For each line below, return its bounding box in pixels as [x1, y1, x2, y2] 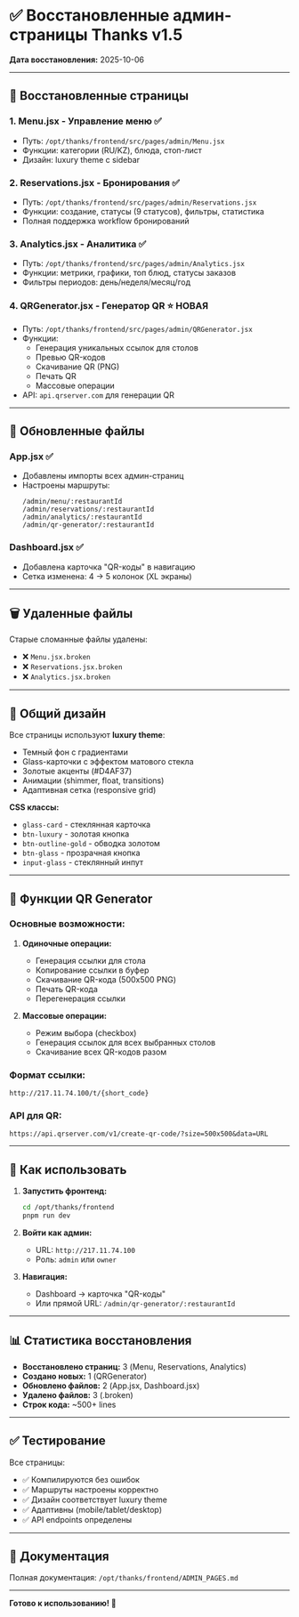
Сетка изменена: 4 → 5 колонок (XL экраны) [21, 570, 193, 581]
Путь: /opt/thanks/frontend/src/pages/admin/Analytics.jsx [21, 258, 245, 269]
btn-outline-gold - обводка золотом [21, 838, 160, 849]
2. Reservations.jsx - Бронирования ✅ [9, 176, 181, 189]
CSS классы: [9, 802, 60, 813]
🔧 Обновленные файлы [9, 424, 145, 439]
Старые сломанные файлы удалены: [9, 634, 149, 645]
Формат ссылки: [9, 1069, 86, 1081]
